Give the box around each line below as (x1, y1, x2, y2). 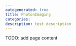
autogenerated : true (5, 7, 49, 12)
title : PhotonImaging (5, 12, 51, 17)
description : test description (5, 21, 71, 26)
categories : (5, 16, 30, 21)
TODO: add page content (5, 35, 58, 41)
